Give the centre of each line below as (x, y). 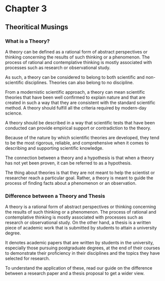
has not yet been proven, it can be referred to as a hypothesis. (68, 163)
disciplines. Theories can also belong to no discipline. (79, 82)
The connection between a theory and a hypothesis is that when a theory (80, 158)
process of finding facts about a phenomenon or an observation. (71, 183)
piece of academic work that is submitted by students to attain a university (81, 228)
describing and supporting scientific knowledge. (54, 148)
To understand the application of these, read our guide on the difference (79, 268)
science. (14, 113)
